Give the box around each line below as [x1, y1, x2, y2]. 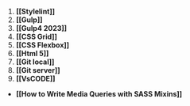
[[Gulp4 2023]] [15, 24, 68, 32]
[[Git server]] [15, 66, 60, 74]
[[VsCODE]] [15, 74, 56, 83]
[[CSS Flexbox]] [15, 40, 70, 50]
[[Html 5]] [15, 49, 49, 58]
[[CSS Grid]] [15, 32, 58, 41]
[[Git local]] [15, 57, 55, 66]
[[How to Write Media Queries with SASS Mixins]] [15, 89, 183, 98]
